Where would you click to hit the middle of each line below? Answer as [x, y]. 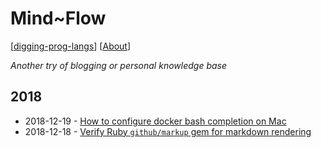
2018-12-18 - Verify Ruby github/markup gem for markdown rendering [168, 131]
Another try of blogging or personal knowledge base [119, 65]
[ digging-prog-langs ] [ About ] [71, 46]
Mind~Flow [58, 18]
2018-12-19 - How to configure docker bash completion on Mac [155, 121]
